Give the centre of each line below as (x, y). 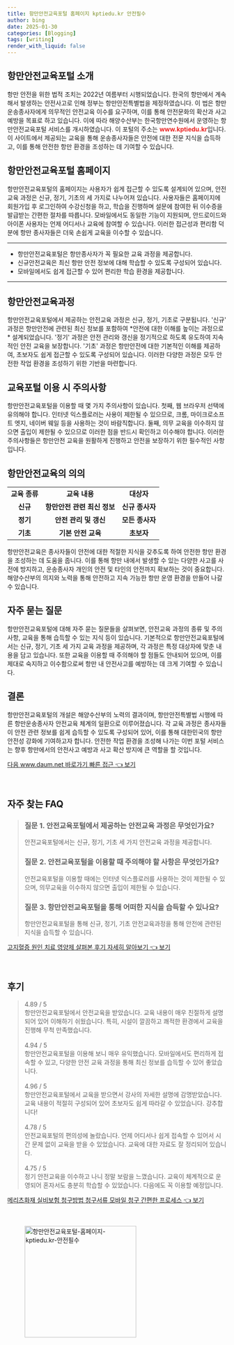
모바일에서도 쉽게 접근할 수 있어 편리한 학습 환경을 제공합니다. (101, 271)
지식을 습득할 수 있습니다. (59, 932)
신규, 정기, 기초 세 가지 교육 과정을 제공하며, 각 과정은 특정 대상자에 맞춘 (117, 646)
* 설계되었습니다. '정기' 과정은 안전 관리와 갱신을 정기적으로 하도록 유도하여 (109, 337)
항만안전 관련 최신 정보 (80, 507)
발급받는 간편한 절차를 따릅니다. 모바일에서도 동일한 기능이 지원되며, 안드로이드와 (117, 215)
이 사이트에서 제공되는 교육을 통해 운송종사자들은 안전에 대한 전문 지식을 (105, 137)
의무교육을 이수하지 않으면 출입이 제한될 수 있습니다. (110, 887)
